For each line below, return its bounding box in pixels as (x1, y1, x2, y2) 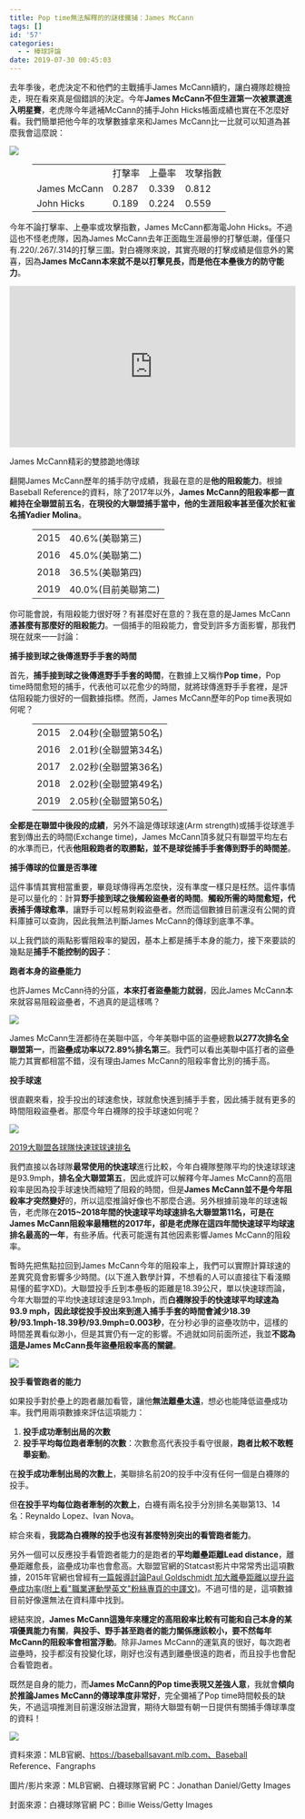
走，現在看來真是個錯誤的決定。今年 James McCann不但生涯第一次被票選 (9, 93, 284, 104)
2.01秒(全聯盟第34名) (69, 743, 163, 756)
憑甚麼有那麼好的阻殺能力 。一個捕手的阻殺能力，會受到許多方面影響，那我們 (9, 620, 296, 631)
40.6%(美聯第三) (69, 531, 143, 544)
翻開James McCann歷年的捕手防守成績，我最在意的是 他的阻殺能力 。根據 (9, 475, 283, 486)
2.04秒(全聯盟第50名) (69, 726, 163, 739)
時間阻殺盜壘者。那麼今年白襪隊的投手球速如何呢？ (9, 1105, 201, 1116)
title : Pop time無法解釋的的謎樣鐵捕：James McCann (9, 13, 194, 23)
